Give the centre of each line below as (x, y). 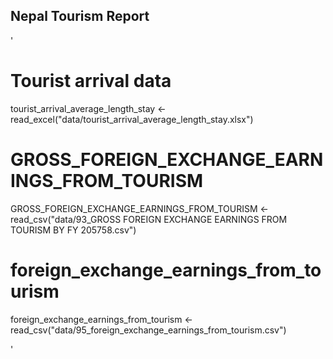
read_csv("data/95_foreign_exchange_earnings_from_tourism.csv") (148, 330)
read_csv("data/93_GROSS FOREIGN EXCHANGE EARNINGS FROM (149, 219)
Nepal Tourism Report (80, 16)
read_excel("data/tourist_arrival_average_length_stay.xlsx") (132, 119)
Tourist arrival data (91, 81)
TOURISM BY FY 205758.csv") (73, 230)
